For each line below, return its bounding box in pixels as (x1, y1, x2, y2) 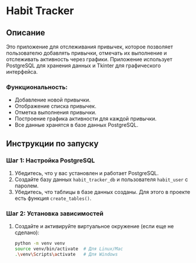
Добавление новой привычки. (14, 96, 91, 104)
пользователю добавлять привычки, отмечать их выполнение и (6, 50, 167, 57)
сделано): (14, 229, 39, 236)
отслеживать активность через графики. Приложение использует (6, 56, 172, 63)
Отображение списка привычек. (14, 103, 97, 110)
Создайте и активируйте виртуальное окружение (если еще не (14, 223, 174, 230)
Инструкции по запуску (6, 139, 99, 149)
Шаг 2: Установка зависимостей (6, 209, 104, 218)
